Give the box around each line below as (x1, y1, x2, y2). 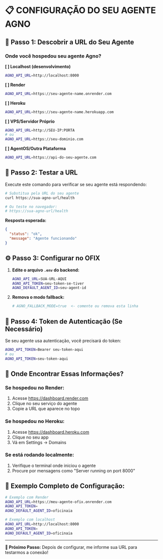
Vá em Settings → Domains (12, 439, 66, 445)
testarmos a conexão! (5, 549, 49, 555)
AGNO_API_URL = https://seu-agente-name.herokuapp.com (5, 109, 114, 115)
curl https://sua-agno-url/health (5, 195, 75, 200)
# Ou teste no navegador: (5, 204, 57, 209)
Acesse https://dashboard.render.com (12, 395, 89, 401)
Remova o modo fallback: (12, 294, 65, 300)
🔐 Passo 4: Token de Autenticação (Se (5, 317, 123, 326)
